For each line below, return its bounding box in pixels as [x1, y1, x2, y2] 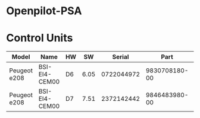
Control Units [6, 31, 73, 45]
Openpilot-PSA [6, 4, 82, 18]
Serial [112, 53, 129, 61]
